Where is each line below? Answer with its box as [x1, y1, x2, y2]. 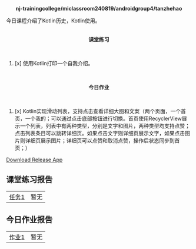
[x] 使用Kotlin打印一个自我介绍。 [14, 60, 94, 67]
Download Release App [6, 156, 63, 163]
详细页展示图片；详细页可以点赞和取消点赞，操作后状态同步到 [25, 137, 175, 144]
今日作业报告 [6, 215, 53, 225]
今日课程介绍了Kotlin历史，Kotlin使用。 [6, 17, 101, 24]
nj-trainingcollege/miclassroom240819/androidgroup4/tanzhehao [15, 5, 182, 12]
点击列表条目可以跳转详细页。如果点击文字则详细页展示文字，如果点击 [14, 130, 185, 137]
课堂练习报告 [6, 175, 53, 185]
